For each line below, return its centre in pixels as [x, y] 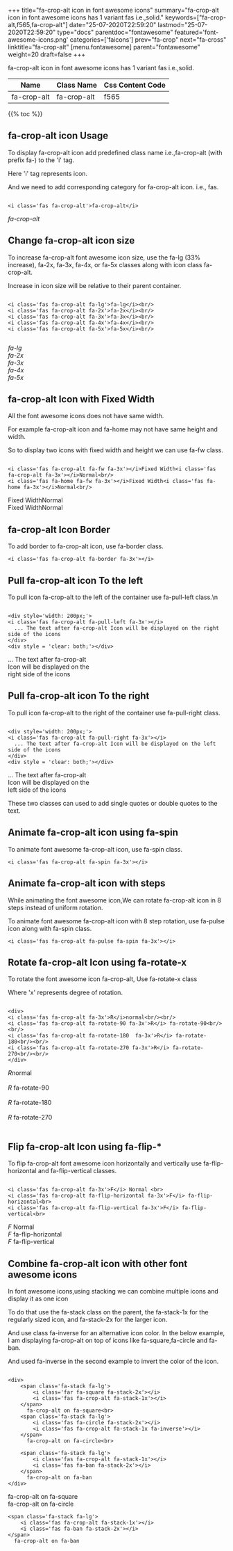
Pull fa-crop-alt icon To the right [79, 696]
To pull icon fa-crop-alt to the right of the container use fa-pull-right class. [114, 713]
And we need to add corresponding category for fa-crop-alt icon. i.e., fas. [113, 186]
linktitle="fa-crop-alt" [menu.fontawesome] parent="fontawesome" [104, 47]
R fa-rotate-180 [30, 1103]
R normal [20, 1073]
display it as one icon [38, 1298]
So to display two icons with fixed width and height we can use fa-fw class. [116, 450]
